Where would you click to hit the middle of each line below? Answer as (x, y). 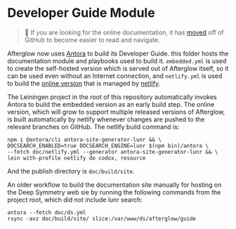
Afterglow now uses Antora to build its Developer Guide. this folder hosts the (118, 53)
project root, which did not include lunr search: (75, 199)
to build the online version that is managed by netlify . (84, 83)
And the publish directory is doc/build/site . (71, 171)
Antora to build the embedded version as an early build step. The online (111, 104)
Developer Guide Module (81, 13)
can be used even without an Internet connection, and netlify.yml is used (115, 76)
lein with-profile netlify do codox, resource (77, 158)
